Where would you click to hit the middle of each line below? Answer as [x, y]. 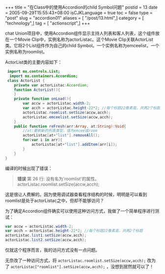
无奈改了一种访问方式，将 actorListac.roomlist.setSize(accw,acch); [76, 260]
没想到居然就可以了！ [132, 266]
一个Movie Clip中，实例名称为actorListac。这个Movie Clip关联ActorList [81, 39]
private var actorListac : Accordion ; [52, 85]
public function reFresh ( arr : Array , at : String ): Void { [70, 126]
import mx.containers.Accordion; [44, 76]
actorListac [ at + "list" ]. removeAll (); [61, 136]
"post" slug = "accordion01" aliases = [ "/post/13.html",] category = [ [74, 18]
